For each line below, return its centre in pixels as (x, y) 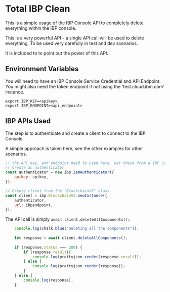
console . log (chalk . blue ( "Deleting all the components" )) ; (77, 229)
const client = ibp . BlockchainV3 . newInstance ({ (56, 196)
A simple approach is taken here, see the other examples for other (74, 148)
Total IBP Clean (38, 9)
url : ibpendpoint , (34, 205)
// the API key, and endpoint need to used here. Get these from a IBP (82, 163)
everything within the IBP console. (41, 28)
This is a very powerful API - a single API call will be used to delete (75, 38)
